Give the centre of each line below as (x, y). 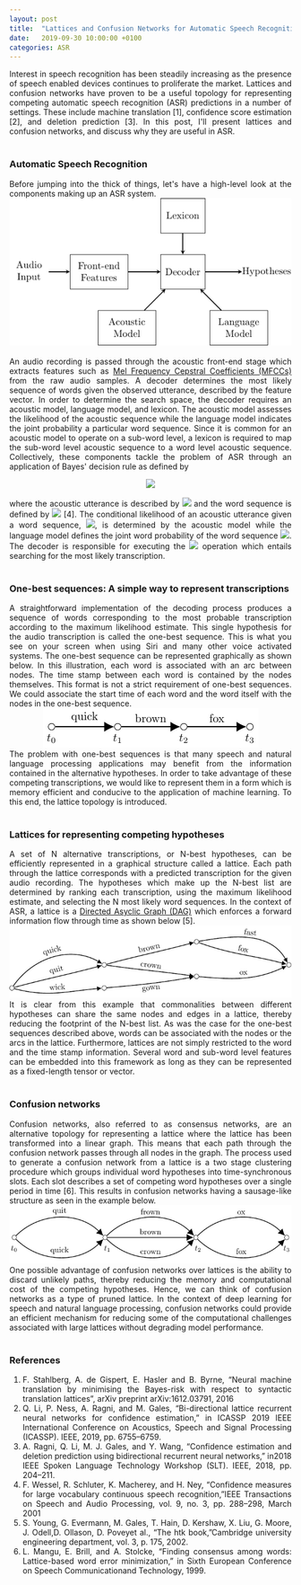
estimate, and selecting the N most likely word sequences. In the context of (150, 902)
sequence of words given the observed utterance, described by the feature (150, 390)
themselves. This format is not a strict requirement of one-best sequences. (150, 684)
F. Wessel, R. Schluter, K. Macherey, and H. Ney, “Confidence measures (157, 1485)
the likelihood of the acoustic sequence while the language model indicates (150, 419)
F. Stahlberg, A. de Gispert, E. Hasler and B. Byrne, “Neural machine (157, 1380)
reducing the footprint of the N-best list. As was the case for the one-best (150, 1023)
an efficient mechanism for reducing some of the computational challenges (150, 1318)
